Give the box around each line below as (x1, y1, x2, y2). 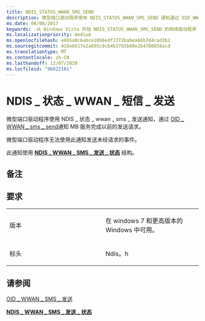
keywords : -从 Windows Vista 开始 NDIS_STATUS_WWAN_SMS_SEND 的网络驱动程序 (6, 26, 197, 32)
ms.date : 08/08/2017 (6, 20, 59, 26)
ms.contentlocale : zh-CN (6, 54, 70, 61)
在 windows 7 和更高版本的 (106, 216, 183, 225)
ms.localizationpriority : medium (6, 32, 92, 38)
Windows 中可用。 (106, 226, 159, 234)
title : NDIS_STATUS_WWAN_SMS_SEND (6, 9, 95, 15)
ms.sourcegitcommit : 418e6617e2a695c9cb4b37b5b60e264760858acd (6, 43, 171, 50)
